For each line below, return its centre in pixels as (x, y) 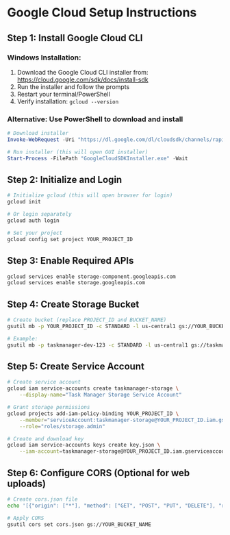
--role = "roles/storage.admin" (63, 426)
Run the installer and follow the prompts (73, 86)
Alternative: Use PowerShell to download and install (95, 119)
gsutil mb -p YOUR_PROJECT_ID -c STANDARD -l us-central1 (91, 326)
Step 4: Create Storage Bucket (73, 304)
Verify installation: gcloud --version (68, 101)
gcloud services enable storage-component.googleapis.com (91, 276)
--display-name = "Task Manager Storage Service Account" (101, 395)
